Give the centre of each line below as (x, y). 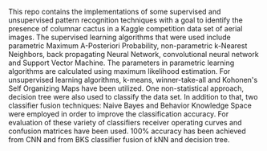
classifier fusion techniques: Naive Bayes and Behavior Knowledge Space (130, 105)
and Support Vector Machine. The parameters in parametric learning (121, 63)
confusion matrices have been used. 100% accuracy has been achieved (127, 131)
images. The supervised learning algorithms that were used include (119, 37)
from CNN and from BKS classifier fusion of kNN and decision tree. (119, 139)
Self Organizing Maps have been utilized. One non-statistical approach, (126, 88)
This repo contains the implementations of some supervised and (115, 12)
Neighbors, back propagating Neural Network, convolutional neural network (133, 54)
